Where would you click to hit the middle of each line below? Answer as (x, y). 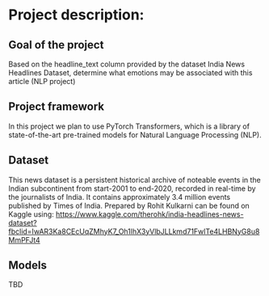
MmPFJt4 (24, 239)
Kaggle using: (31, 214)
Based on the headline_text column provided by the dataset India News (126, 64)
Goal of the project (56, 45)
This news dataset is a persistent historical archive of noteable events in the (134, 180)
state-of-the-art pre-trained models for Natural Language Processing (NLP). (135, 134)
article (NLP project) (42, 81)
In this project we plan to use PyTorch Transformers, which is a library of (129, 126)
